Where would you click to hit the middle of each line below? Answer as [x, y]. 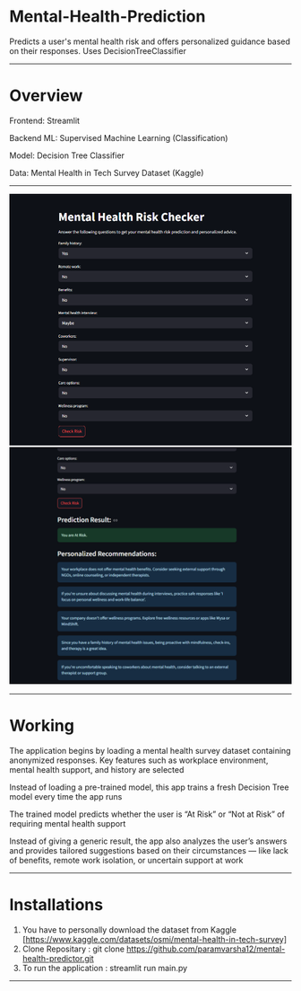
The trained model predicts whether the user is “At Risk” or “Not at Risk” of [147, 814]
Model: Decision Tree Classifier [67, 155]
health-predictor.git [58, 958]
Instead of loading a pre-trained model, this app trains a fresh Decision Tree [149, 787]
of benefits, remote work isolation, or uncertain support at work [126, 860]
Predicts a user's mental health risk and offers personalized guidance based [150, 41]
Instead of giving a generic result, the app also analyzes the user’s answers [148, 841]
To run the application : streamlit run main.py [105, 968]
